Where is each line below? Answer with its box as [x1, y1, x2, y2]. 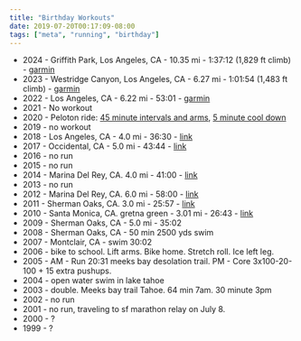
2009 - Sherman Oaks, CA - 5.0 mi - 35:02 [22, 217, 183, 228]
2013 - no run [22, 180, 74, 190]
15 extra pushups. [45, 265, 112, 276]
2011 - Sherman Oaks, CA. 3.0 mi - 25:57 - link [22, 198, 196, 209]
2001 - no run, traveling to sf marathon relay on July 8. [22, 304, 226, 315]
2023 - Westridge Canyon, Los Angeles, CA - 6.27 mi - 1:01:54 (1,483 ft [22, 74, 288, 85]
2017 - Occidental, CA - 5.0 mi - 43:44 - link [22, 141, 187, 152]
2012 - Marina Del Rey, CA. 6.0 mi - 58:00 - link [22, 189, 199, 199]
